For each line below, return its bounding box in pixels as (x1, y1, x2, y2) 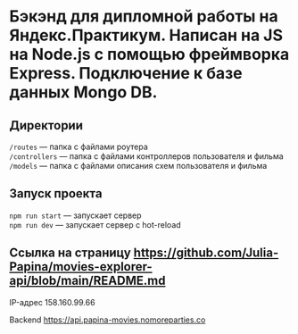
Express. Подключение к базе (9, 63, 243, 84)
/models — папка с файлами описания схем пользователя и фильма (9, 161, 268, 171)
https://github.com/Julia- (133, 246, 279, 261)
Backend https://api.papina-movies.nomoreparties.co (9, 314, 206, 325)
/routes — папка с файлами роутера (9, 141, 149, 152)
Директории (9, 118, 83, 133)
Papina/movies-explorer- (9, 259, 153, 274)
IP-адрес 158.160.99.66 (9, 296, 95, 307)
